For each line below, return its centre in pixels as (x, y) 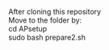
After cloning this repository (55, 12)
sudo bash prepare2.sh (47, 37)
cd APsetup (28, 29)
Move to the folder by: (45, 20)
